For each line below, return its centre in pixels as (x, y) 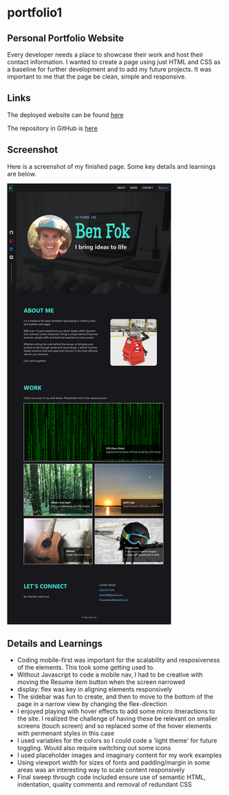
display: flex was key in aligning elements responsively (95, 690)
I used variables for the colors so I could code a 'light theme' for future (117, 741)
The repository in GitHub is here (53, 128)
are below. (22, 174)
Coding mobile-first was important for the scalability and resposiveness (118, 660)
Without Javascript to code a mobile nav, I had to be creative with (110, 675)
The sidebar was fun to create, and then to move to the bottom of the (115, 696)
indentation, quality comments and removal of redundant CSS (105, 785)
